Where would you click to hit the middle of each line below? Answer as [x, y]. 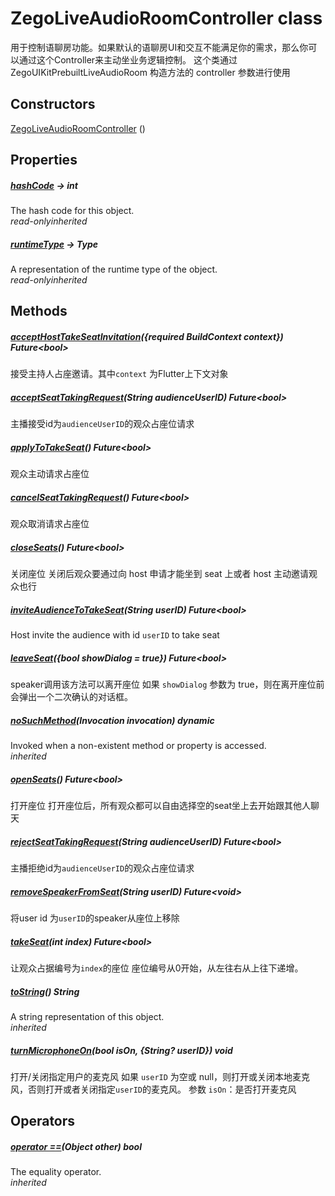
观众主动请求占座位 [50, 474]
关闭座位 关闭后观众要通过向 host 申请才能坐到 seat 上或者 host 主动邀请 [159, 574]
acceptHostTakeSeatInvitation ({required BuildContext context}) [147, 337]
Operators [43, 1121]
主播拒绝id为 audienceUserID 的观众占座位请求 [102, 868]
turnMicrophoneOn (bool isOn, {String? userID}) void [121, 1050]
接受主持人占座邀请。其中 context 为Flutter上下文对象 [119, 374]
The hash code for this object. [72, 211]
